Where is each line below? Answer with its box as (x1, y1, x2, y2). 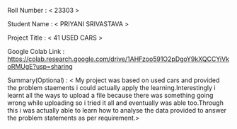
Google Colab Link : (7, 47, 65, 55)
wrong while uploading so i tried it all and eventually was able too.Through (7, 99, 224, 107)
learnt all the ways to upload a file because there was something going (7, 91, 214, 99)
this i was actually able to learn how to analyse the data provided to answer (7, 106, 227, 114)
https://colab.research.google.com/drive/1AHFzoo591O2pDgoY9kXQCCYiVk (7, 55, 230, 63)
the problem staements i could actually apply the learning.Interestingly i (7, 84, 216, 91)
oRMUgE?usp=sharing (7, 62, 73, 70)
